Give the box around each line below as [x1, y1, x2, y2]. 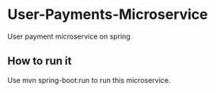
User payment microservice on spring [7, 32, 131, 41]
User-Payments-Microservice [7, 6, 209, 24]
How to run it [7, 54, 72, 68]
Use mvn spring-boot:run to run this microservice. [7, 75, 171, 84]
